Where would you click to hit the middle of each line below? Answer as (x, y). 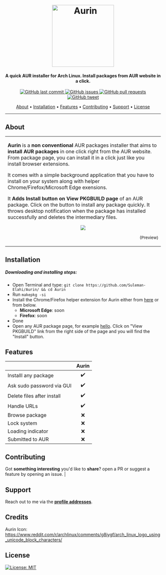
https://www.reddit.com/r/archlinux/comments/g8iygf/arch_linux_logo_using (83, 534)
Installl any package (31, 375)
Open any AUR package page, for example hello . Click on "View (77, 326)
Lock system (22, 423)
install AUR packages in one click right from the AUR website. (80, 152)
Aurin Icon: (16, 529)
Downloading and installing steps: (41, 272)
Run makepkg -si (29, 294)
